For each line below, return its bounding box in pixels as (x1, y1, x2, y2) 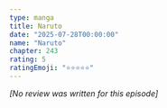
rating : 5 (9, 55, 47, 64)
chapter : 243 (9, 47, 59, 56)
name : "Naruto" (9, 38, 67, 48)
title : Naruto (9, 22, 63, 31)
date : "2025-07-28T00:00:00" (9, 30, 119, 39)
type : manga (9, 13, 54, 22)
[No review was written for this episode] (9, 87, 159, 99)
